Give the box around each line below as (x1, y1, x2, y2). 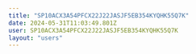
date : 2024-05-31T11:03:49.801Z (8, 19, 117, 27)
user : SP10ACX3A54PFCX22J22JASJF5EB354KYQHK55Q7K (8, 26, 179, 34)
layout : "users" (8, 33, 63, 42)
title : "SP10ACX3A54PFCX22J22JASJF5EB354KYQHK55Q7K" (8, 11, 190, 20)
